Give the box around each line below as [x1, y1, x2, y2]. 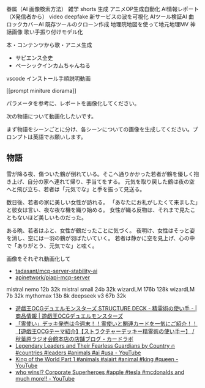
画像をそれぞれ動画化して [6, 255, 71, 262]
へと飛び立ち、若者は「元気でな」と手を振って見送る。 [6, 185, 146, 192]
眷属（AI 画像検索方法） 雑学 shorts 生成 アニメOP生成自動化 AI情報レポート [6, 5, 199, 12]
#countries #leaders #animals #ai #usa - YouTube [15, 349, 141, 356]
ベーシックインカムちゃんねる [15, 62, 91, 69]
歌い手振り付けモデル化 [23, 28, 83, 35]
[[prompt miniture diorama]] [6, 87, 76, 94]
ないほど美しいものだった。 [17, 213, 87, 221]
